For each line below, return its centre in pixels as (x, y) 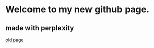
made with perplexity (40, 28)
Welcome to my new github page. (78, 9)
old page (14, 40)
